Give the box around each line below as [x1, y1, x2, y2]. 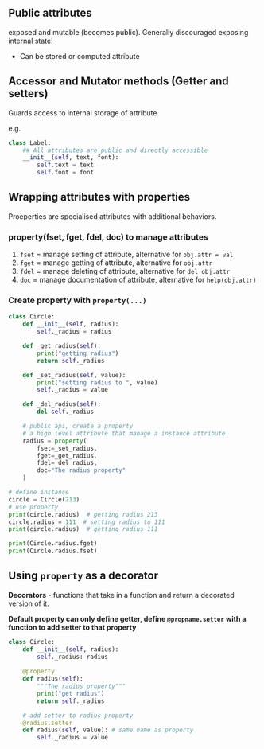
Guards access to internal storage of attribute [8, 107, 157, 118]
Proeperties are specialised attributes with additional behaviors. [8, 211, 217, 221]
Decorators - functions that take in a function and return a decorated [8, 590, 235, 599]
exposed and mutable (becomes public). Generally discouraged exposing [8, 27, 249, 37]
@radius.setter [22, 719, 73, 727]
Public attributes [8, 6, 93, 20]
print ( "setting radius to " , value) [37, 378, 158, 387]
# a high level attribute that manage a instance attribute [22, 429, 226, 437]
